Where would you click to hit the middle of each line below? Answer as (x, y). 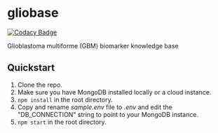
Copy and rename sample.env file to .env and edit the (95, 107)
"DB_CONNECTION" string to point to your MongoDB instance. (108, 114)
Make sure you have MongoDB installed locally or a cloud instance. (114, 92)
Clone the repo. (40, 85)
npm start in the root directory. (62, 122)
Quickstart (31, 68)
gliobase (33, 13)
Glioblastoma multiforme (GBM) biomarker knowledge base (93, 45)
